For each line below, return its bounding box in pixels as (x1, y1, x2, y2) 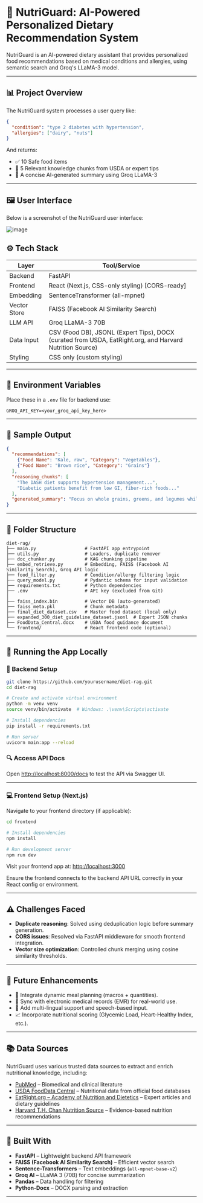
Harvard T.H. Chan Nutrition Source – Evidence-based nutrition (14, 1106, 173, 1114)
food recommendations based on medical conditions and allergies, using (6, 57, 187, 65)
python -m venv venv (6, 701, 59, 707)
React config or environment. (6, 881, 79, 888)
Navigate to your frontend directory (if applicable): (6, 807, 132, 815)
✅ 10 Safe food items (14, 158, 68, 165)
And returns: (6, 146, 37, 153)
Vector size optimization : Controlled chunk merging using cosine (14, 946, 179, 953)
